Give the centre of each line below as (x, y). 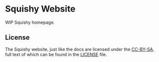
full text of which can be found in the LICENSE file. (56, 54)
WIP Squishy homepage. (30, 22)
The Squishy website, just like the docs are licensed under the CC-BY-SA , (80, 49)
